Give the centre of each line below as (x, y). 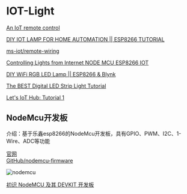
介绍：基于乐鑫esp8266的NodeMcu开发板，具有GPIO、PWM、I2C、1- (94, 133)
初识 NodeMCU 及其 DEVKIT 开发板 (50, 184)
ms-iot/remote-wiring (33, 51)
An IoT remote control (33, 28)
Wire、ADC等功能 (28, 141)
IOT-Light (30, 11)
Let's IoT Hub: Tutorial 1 (35, 97)
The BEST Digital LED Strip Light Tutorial (56, 86)
